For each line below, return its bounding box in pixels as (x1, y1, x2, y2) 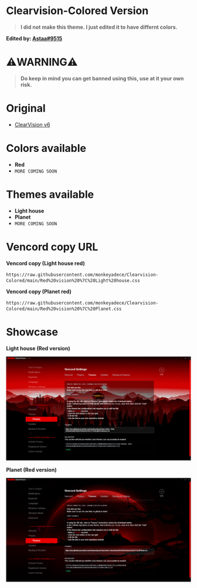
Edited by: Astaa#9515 (6, 35, 63, 42)
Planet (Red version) (6, 466, 57, 473)
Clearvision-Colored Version (6, 4, 149, 18)
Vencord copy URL (6, 240, 98, 254)
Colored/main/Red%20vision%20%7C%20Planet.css (6, 306, 122, 312)
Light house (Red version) (6, 344, 70, 352)
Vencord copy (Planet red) (6, 288, 72, 295)
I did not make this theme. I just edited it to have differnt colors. (20, 23, 178, 31)
